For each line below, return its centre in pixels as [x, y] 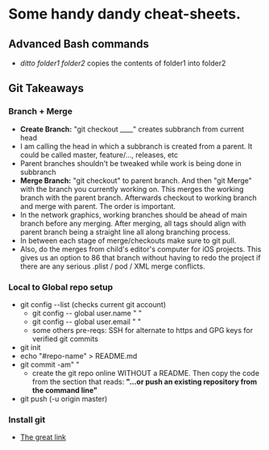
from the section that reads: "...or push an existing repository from [145, 381]
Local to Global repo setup [61, 287]
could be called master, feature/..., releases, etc [99, 155]
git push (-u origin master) [64, 398]
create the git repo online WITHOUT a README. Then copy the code [146, 373]
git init [30, 347]
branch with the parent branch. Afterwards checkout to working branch [138, 198]
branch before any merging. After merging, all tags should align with [133, 223]
